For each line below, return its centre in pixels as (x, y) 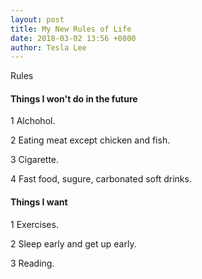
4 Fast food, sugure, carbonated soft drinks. (101, 179)
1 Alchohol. (33, 121)
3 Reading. (32, 263)
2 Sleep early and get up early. (73, 243)
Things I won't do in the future (74, 98)
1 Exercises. (34, 224)
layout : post (37, 19)
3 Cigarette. (35, 160)
